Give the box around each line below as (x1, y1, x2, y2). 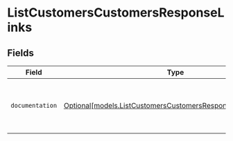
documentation (10, 102, 58, 109)
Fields (7, 47, 35, 59)
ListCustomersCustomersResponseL (7, 5, 225, 21)
